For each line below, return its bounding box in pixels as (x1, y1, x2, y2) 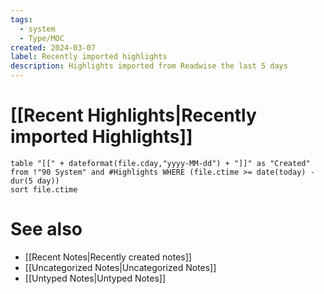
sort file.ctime (10, 184, 78, 195)
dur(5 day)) (10, 176, 60, 186)
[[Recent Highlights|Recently (10, 104, 257, 127)
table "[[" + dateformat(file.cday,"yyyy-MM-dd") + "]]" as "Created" (10, 158, 311, 168)
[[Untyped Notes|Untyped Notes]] (24, 272, 167, 284)
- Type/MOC (19, 33, 65, 43)
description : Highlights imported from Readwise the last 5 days (10, 61, 288, 71)
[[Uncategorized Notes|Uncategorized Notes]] (24, 261, 217, 273)
